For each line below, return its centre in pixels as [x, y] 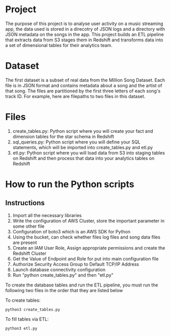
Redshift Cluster [30, 253]
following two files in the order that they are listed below [64, 290]
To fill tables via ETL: [27, 319]
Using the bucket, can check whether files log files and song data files [86, 237]
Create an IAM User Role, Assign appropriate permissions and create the [89, 248]
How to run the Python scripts [70, 184]
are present [25, 242]
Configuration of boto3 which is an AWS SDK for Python [72, 231]
